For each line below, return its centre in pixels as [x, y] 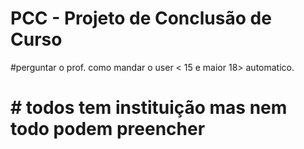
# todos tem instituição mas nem [149, 108]
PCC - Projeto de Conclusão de [141, 18]
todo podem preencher [108, 129]
